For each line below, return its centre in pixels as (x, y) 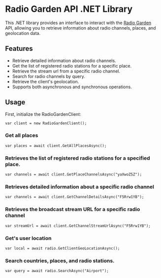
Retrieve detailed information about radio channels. (64, 61)
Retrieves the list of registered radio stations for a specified (78, 158)
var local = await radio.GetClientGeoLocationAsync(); (63, 248)
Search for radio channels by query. (48, 76)
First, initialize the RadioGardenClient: (43, 114)
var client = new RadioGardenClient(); (46, 123)
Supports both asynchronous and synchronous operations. (72, 87)
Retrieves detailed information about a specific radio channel (80, 187)
